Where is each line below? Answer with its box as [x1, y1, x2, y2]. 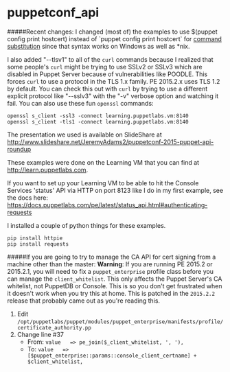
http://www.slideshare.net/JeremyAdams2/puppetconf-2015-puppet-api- [7, 137, 214, 146]
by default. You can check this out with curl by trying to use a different [7, 84, 208, 93]
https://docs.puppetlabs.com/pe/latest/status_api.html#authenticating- [7, 200, 208, 209]
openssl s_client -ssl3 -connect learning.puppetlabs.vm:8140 [7, 112, 189, 119]
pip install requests [7, 240, 69, 248]
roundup [7, 145, 32, 153]
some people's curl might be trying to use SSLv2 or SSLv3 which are [7, 62, 203, 71]
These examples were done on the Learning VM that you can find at [7, 158, 200, 166]
